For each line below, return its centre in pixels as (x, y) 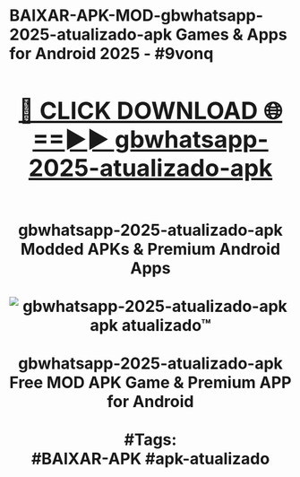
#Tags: (150, 439)
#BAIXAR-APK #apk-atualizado (150, 459)
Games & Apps (232, 35)
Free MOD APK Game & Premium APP (150, 382)
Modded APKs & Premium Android (150, 249)
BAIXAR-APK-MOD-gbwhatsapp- (137, 16)
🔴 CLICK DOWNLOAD (138, 110)
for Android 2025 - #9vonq (111, 54)
